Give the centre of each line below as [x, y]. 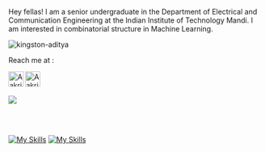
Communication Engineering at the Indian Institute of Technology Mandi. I [130, 20]
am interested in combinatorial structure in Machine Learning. [111, 29]
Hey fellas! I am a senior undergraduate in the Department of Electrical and [133, 12]
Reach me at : [31, 60]
